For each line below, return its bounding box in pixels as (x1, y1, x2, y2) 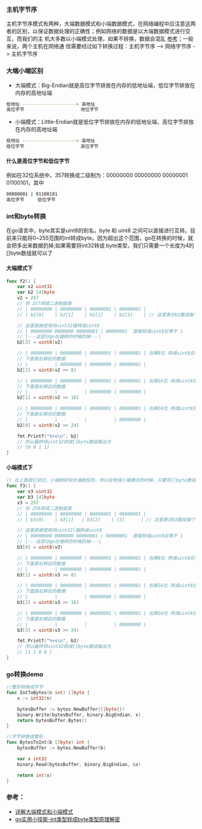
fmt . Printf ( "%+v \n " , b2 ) (17, 433, 79, 439)
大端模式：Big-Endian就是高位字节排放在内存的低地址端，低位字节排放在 (14, 81, 195, 88)
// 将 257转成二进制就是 (17, 301, 72, 307)
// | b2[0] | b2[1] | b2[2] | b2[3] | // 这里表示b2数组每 (17, 312, 194, 318)
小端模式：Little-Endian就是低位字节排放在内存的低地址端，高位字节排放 (14, 119, 194, 126)
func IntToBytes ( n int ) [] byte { (6, 690, 90, 696)
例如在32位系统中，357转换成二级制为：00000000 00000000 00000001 (6, 171, 188, 179)
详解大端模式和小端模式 (14, 808, 73, 815)
